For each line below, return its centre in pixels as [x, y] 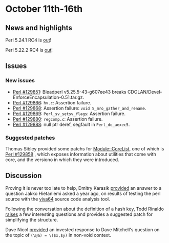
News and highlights [39, 28]
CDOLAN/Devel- [145, 92]
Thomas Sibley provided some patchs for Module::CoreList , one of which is [85, 148]
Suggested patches [30, 138]
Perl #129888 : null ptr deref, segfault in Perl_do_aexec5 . [71, 124]
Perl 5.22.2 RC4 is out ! [29, 50]
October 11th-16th [44, 9]
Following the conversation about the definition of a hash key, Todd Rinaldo [84, 209]
